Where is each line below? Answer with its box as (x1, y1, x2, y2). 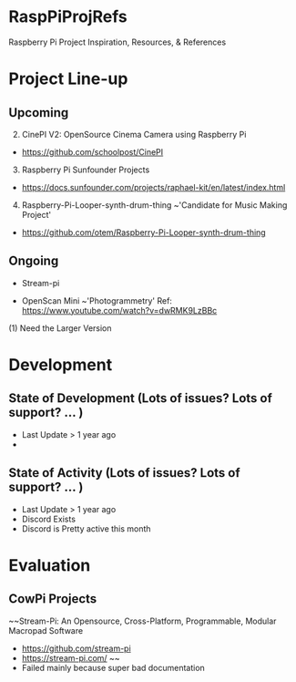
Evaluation (8, 554, 91, 575)
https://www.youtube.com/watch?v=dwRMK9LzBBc (21, 305, 218, 315)
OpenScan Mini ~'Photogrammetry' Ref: (21, 294, 172, 306)
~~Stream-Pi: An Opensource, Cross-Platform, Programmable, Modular (8, 615, 277, 626)
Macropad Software (8, 625, 84, 635)
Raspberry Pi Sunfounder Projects (21, 164, 150, 175)
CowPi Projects (8, 591, 97, 607)
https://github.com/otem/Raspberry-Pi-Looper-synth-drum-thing (21, 226, 266, 238)
